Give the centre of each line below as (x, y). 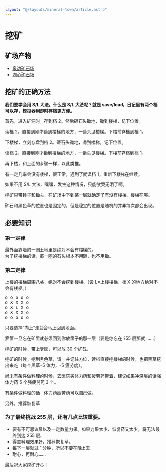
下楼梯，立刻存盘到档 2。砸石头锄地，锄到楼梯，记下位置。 (65, 142)
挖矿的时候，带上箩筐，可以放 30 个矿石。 (48, 349)
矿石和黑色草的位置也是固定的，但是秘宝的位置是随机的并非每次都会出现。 (81, 206)
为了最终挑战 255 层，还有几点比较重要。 (54, 417)
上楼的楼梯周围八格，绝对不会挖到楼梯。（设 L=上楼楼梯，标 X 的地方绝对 (79, 282)
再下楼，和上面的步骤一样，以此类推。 (44, 164)
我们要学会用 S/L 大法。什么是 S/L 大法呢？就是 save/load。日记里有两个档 (81, 105)
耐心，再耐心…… (29, 454)
